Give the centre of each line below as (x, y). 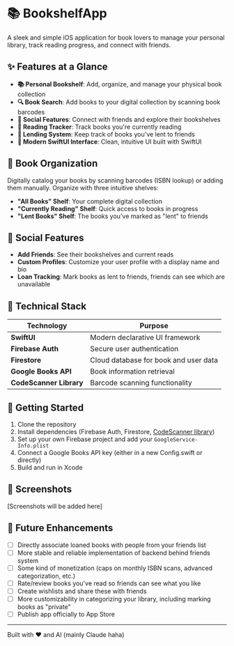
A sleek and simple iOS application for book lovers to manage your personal (116, 37)
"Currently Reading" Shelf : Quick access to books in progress (108, 208)
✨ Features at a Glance (57, 67)
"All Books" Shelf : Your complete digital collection (90, 201)
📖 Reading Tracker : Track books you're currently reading (99, 127)
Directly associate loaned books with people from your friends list (112, 545)
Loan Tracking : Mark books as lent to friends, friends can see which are (121, 277)
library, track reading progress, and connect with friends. (89, 45)
